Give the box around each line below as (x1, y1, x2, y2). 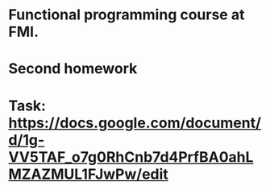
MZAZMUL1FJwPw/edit (8, 165, 169, 183)
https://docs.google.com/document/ (8, 114, 262, 132)
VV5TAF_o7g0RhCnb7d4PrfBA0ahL (8, 147, 254, 166)
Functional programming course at (8, 6, 245, 24)
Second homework (8, 60, 138, 78)
